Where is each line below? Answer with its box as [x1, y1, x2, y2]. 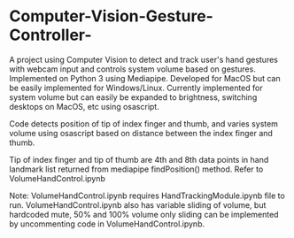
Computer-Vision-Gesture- [9, 6, 214, 27]
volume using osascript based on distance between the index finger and [9, 127, 273, 138]
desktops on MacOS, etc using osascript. [9, 101, 159, 111]
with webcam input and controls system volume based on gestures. [9, 64, 257, 74]
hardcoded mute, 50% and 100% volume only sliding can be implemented [9, 209, 279, 219]
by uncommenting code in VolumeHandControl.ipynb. [9, 219, 205, 229]
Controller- [9, 25, 92, 45]
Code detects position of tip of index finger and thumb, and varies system [9, 118, 279, 129]
